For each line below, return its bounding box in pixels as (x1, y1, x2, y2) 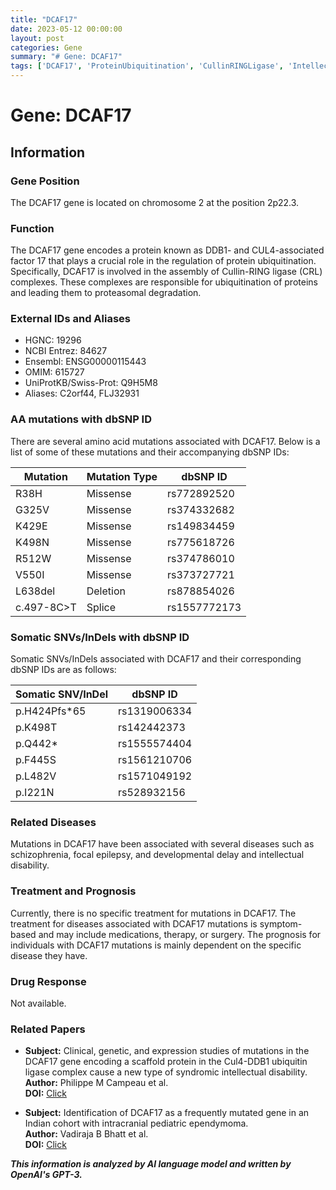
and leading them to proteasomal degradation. (10, 287, 202, 299)
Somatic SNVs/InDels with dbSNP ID (10, 630, 190, 644)
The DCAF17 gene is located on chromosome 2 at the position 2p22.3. (10, 196, 300, 208)
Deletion (86, 584, 126, 598)
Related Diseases (10, 815, 97, 829)
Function (10, 221, 55, 235)
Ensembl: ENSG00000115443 (24, 356, 147, 368)
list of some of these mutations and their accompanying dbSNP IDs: (10, 446, 290, 458)
